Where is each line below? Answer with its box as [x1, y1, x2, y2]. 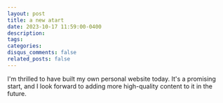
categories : [7, 42, 42, 49]
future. [7, 89, 27, 97]
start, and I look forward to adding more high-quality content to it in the [7, 81, 212, 90]
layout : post [7, 10, 46, 17]
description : [7, 29, 46, 37]
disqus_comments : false [7, 49, 77, 56]
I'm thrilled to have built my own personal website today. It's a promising [7, 74, 216, 83]
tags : [7, 36, 23, 43]
